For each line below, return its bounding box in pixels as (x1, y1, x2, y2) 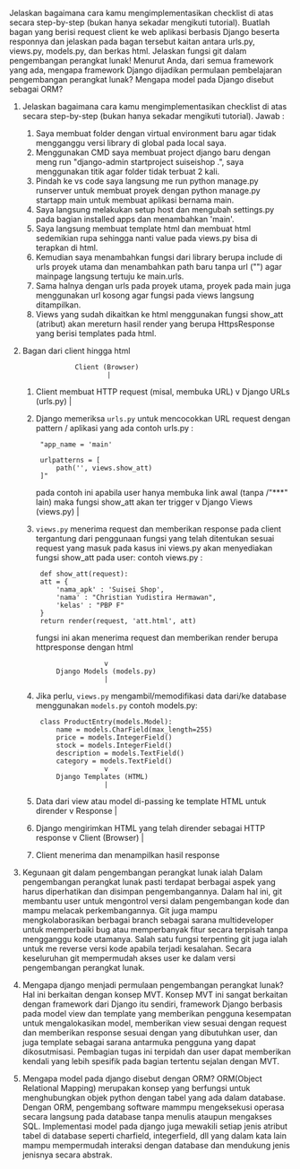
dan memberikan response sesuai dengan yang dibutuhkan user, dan (21, 1027, 278, 1038)
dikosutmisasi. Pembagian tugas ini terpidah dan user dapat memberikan (21, 1046, 291, 1057)
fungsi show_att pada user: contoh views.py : (35, 552, 203, 563)
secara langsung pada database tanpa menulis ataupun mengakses (21, 1112, 272, 1121)
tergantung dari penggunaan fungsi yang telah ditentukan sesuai (35, 533, 275, 543)
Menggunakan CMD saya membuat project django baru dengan (35, 147, 271, 158)
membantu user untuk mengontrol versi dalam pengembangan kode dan (21, 896, 289, 906)
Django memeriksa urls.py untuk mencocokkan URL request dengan (35, 413, 291, 424)
